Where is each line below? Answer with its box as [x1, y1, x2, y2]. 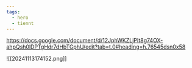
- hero [12, 15, 29, 21]
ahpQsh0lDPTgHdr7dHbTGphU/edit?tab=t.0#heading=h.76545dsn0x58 [6, 43, 186, 50]
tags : [6, 8, 20, 15]
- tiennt [12, 20, 34, 26]
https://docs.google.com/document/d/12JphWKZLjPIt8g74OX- [6, 37, 163, 44]
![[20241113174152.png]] [6, 55, 67, 63]
